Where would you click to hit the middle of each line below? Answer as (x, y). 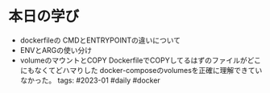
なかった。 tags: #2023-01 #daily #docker (90, 80)
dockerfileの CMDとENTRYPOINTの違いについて (100, 40)
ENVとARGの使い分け (56, 50)
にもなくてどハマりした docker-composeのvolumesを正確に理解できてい (141, 70)
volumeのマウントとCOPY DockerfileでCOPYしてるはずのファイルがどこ (141, 60)
